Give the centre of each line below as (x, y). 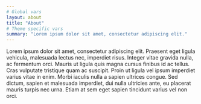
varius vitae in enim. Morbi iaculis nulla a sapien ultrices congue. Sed (92, 77)
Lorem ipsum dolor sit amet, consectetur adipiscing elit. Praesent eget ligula (101, 51)
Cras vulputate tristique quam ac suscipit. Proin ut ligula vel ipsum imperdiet (101, 70)
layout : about (24, 17)
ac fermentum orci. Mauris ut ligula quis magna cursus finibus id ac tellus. (98, 64)
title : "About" (25, 23)
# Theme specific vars (35, 29)
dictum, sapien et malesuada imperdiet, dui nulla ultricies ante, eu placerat (99, 83)
